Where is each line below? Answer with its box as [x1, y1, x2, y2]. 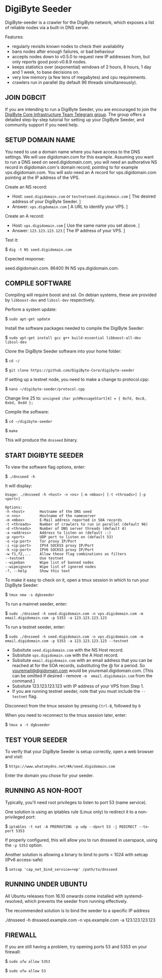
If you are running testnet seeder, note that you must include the [12, 689, 140, 694]
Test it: [5, 237, 19, 243]
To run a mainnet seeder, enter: [5, 601, 68, 607]
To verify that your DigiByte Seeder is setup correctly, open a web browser [5, 749, 154, 754]
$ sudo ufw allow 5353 [5, 959, 50, 964]
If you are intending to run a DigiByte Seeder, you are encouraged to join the [5, 106, 157, 112]
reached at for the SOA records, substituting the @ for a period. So [12, 663, 145, 669]
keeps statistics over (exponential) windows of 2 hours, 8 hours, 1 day [12, 64, 151, 70]
